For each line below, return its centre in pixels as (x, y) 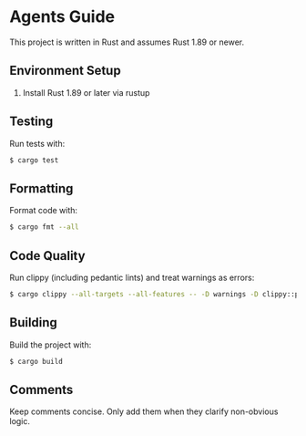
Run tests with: (37, 143)
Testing (31, 122)
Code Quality (47, 256)
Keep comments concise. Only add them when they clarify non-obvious (144, 411)
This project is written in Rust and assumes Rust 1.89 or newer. (127, 42)
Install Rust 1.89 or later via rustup (86, 92)
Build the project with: (51, 345)
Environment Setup (65, 71)
